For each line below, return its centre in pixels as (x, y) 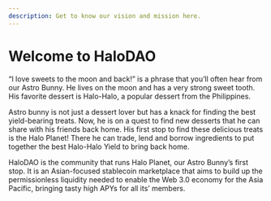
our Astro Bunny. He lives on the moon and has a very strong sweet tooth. (132, 87)
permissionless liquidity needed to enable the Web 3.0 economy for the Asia (136, 179)
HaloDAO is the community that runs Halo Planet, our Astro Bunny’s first (129, 162)
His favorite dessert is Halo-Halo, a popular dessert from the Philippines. (130, 96)
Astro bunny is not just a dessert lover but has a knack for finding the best (132, 111)
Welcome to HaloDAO (82, 56)
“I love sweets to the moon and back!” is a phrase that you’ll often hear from (135, 79)
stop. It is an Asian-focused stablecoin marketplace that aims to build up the (136, 171)
